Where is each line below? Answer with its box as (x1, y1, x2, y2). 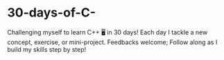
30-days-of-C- (7, 5, 96, 21)
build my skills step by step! (7, 45, 87, 53)
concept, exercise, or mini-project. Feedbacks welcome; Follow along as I (7, 38, 218, 46)
